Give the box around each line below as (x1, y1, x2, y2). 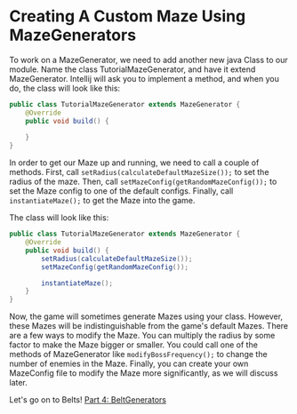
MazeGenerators (9, 25, 136, 45)
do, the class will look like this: (9, 83, 121, 93)
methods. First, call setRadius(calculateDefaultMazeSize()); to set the (9, 167, 269, 178)
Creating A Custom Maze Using (9, 6, 246, 27)
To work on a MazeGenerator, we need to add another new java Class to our (9, 54, 288, 65)
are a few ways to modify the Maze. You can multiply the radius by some (9, 330, 276, 341)
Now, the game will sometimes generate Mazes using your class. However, (9, 311, 283, 322)
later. (9, 378, 28, 388)
